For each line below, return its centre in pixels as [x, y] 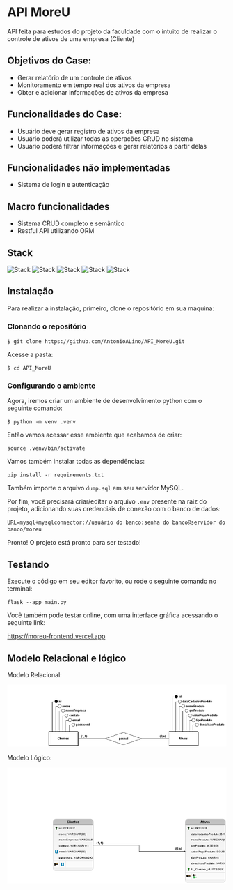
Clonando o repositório [47, 326]
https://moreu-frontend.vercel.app [56, 636]
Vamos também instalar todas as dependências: [76, 462]
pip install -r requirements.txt [56, 475]
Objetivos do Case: [49, 61]
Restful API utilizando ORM [56, 231]
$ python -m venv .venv [42, 422]
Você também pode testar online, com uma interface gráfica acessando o [113, 615]
